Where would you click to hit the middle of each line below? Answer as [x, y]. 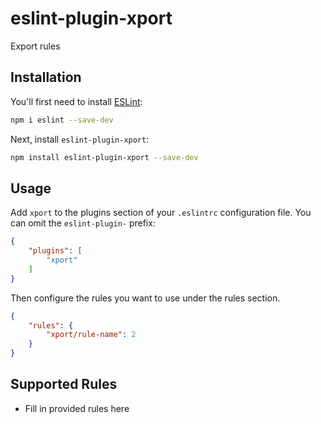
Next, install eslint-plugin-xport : [80, 139]
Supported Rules [64, 384]
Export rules [35, 46]
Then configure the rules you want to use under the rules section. [145, 298]
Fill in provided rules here [77, 408]
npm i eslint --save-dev [62, 120]
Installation [46, 77]
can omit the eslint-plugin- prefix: [83, 223]
